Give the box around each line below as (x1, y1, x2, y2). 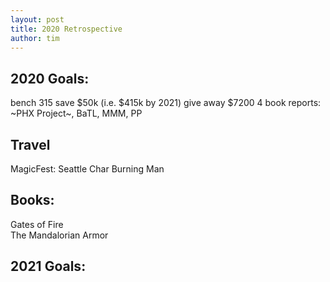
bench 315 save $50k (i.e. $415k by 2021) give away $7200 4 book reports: (10, 97, 322, 109)
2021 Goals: (10, 258, 87, 275)
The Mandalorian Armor (10, 229, 109, 241)
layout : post (10, 14, 65, 25)
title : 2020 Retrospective (10, 24, 123, 34)
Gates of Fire (10, 218, 64, 230)
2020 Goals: (10, 70, 90, 87)
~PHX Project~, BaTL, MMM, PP (10, 107, 143, 120)
